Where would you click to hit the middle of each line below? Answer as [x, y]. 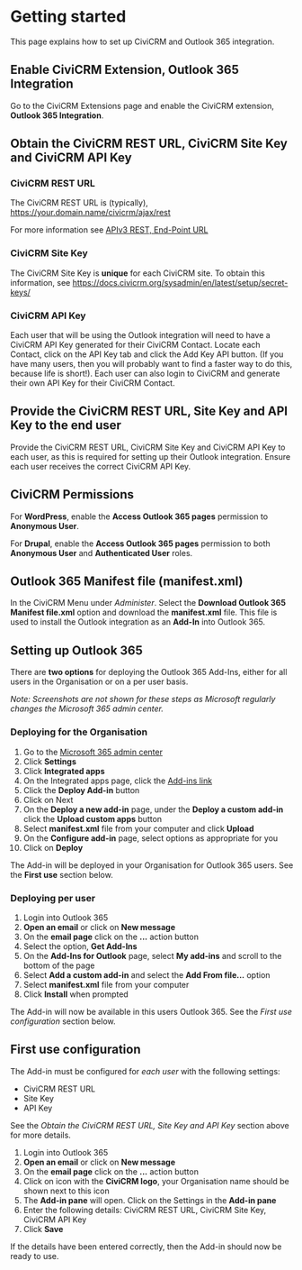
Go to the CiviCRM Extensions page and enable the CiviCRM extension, [142, 105]
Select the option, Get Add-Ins [80, 946]
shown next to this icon [67, 1191]
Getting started [68, 17]
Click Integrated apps [64, 771]
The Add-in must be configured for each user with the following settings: [146, 1071]
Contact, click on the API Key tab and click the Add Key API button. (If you [147, 354]
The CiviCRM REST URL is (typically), [80, 203]
